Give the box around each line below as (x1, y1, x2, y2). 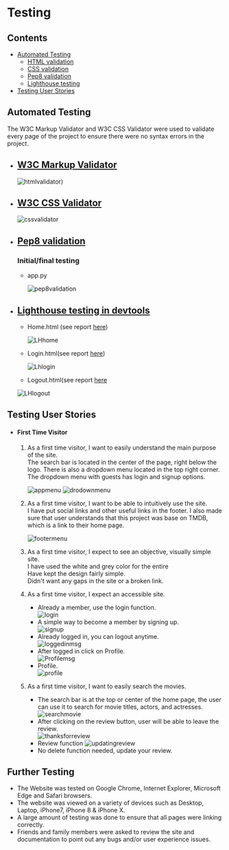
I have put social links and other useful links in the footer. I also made (27, 506, 223, 515)
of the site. (27, 450, 58, 459)
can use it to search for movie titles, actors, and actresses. (37, 703, 204, 711)
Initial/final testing (16, 256, 80, 265)
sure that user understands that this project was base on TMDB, (27, 513, 208, 522)
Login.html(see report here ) (27, 349, 106, 357)
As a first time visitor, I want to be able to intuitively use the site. (27, 499, 208, 507)
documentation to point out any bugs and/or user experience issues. (16, 835, 211, 844)
